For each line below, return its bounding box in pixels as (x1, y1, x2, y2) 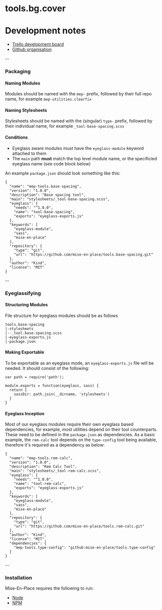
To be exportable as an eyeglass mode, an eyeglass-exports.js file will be (5, 360, 154, 366)
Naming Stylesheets (5, 107, 47, 113)
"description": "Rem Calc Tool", (9, 464, 77, 469)
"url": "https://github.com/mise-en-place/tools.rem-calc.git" (14, 524, 145, 529)
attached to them (12, 150, 47, 156)
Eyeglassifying (5, 290, 41, 296)
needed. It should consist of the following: (5, 365, 90, 371)
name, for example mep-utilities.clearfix (5, 96, 92, 102)
